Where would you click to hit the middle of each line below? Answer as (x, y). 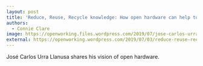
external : (19, 40)
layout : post (23, 12)
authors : (17, 23)
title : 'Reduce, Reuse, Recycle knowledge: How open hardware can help (98, 17)
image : (14, 34)
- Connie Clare (31, 28)
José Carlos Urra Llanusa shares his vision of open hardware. (83, 57)
